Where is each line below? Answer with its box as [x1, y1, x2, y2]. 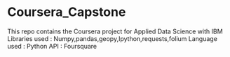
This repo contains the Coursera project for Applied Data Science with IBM [7, 27, 223, 35]
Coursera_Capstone [7, 4, 126, 20]
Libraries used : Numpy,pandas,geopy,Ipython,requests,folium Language [7, 34, 217, 42]
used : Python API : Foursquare [7, 42, 97, 50]
